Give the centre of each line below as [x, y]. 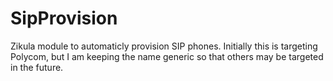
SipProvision [64, 18]
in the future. [37, 67]
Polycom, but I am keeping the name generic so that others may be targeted [167, 56]
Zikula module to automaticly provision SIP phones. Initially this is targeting [164, 46]
